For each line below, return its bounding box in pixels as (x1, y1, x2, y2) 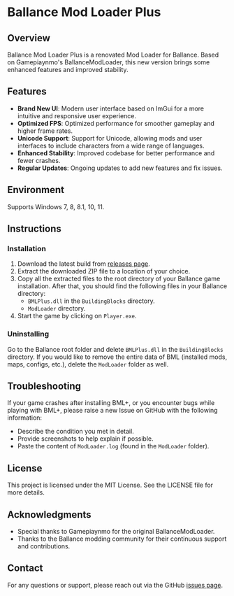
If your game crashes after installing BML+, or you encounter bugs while (7, 399, 215, 407)
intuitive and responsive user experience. (17, 111, 137, 120)
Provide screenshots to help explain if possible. (17, 434, 154, 443)
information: (7, 413, 43, 422)
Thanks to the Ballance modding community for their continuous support (17, 534, 227, 543)
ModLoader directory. (27, 304, 86, 313)
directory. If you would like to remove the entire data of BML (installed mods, (7, 353, 228, 361)
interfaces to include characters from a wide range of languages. (17, 141, 205, 150)
